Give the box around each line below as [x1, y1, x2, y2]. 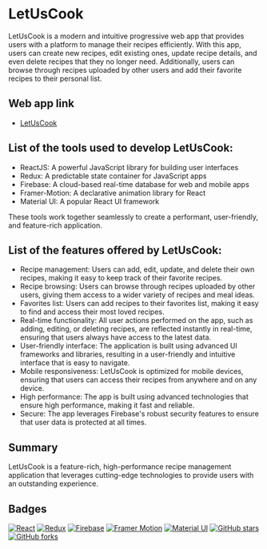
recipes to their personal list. [8, 74, 102, 83]
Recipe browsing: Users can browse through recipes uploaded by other [19, 281, 256, 292]
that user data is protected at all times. [19, 417, 147, 428]
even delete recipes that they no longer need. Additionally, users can [8, 57, 235, 66]
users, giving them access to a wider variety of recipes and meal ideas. [19, 290, 255, 300]
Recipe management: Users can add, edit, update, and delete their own [19, 265, 255, 274]
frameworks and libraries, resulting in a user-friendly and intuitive [19, 349, 236, 360]
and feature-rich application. [8, 221, 102, 230]
